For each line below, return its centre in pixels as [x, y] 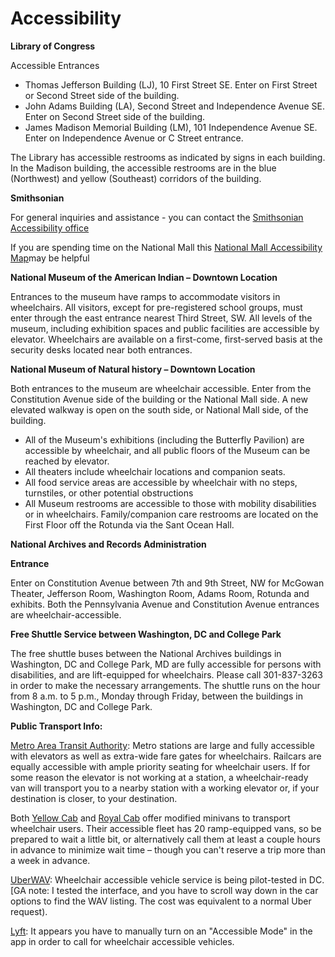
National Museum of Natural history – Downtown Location [133, 369]
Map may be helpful [50, 258]
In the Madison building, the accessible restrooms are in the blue [143, 168]
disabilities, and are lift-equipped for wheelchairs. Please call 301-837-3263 [166, 674]
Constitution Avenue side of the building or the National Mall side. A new [159, 399]
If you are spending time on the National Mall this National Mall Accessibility [166, 247]
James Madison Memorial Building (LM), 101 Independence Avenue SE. [171, 127]
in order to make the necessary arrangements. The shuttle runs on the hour [165, 685]
